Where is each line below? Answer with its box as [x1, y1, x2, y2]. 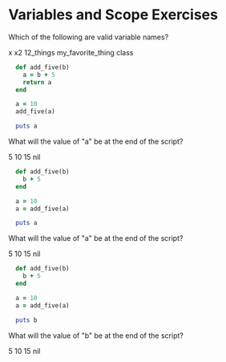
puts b [15, 315, 38, 324]
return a [22, 78, 52, 86]
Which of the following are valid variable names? [8, 32, 169, 42]
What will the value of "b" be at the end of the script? [8, 331, 184, 340]
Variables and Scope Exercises [8, 6, 219, 24]
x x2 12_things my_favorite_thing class [8, 47, 134, 57]
